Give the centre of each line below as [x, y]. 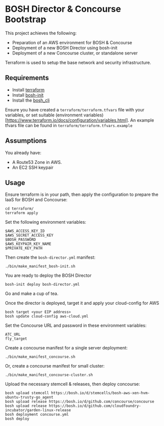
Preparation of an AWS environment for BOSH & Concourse [72, 42]
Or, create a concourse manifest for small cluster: [55, 366]
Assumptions [26, 141]
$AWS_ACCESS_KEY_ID [25, 231]
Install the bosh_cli [31, 100]
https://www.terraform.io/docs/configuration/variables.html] [67, 120]
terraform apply [22, 213]
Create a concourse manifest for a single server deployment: [66, 348]
